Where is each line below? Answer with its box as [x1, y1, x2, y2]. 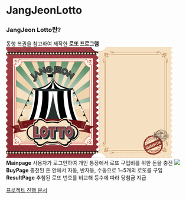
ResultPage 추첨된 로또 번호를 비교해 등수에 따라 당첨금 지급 [6, 174, 146, 181]
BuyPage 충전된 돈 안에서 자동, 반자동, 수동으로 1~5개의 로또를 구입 [6, 167, 163, 174]
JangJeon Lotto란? [6, 26, 61, 34]
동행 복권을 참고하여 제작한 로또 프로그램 [6, 40, 99, 47]
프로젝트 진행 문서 [6, 187, 47, 194]
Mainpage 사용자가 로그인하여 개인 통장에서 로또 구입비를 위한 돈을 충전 [6, 159, 173, 167]
